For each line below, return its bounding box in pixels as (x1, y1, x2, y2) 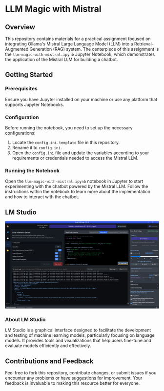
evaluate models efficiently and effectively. (5, 343, 91, 349)
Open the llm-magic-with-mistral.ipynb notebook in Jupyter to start (5, 178, 143, 184)
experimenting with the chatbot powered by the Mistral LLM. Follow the (5, 184, 148, 189)
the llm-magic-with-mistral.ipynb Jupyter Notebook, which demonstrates (5, 51, 155, 57)
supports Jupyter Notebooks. (5, 102, 64, 107)
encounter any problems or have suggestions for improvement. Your (5, 375, 143, 381)
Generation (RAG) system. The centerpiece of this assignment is (29, 46, 159, 52)
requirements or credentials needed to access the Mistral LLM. (12, 155, 139, 161)
